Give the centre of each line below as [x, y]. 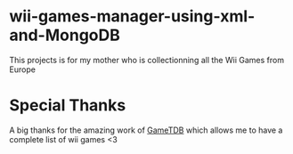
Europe [22, 69]
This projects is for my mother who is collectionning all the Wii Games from [147, 60]
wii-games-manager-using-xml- [132, 16]
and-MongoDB [65, 35]
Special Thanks [68, 105]
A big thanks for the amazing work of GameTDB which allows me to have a [146, 130]
